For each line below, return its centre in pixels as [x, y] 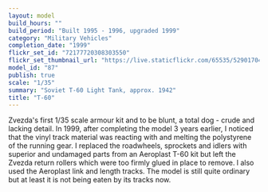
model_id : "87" [33, 68]
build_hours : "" [35, 23]
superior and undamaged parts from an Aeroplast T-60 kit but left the [122, 154]
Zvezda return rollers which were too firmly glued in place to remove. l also [131, 163]
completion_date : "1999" [49, 46]
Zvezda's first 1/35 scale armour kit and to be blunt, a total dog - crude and [132, 120]
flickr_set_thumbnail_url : [53, 61]
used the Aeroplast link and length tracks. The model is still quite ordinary [129, 171]
